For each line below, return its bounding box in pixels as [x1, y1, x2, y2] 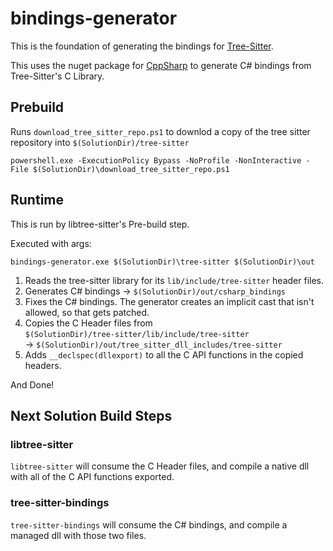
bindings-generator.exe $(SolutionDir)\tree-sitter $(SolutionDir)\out [10, 257, 315, 267]
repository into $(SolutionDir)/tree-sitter [10, 136, 190, 148]
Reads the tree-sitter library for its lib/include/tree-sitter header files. [24, 274, 325, 286]
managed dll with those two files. [10, 529, 147, 541]
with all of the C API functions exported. [10, 471, 175, 483]
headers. [24, 359, 62, 371]
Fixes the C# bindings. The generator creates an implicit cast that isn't [24, 295, 315, 307]
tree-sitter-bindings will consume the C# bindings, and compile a [10, 518, 288, 531]
